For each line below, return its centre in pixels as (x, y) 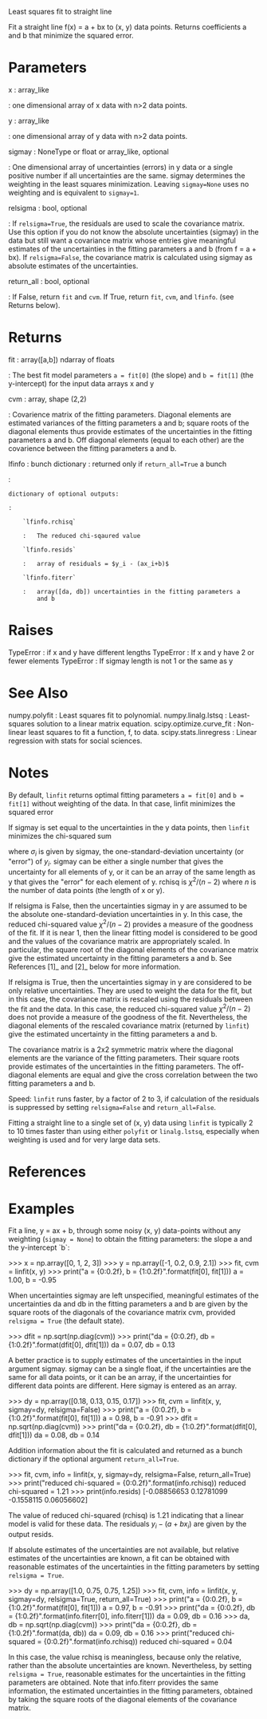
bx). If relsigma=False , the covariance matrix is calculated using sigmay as (130, 257)
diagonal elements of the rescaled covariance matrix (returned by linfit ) (129, 1025)
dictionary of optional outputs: (64, 494)
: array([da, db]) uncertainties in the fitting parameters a (132, 591)
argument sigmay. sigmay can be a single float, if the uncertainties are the (130, 1369)
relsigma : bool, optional (48, 207)
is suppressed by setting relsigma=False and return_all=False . (112, 1108)
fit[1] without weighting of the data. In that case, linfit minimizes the (122, 803)
